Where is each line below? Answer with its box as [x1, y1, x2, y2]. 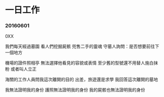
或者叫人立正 [10, 66, 37, 72]
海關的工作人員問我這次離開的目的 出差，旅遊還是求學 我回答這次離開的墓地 [5, 76, 158, 82]
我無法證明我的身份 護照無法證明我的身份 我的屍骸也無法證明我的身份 [5, 87, 145, 93]
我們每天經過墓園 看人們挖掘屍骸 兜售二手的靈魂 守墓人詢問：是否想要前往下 [5, 44, 160, 49]
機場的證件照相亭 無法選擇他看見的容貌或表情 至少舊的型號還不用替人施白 [5, 60, 154, 66]
